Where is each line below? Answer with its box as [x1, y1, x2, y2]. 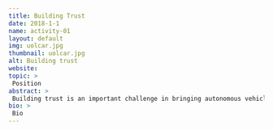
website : [8, 65, 38, 73]
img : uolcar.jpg [8, 42, 63, 50]
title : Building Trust [8, 11, 85, 20]
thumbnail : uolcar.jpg [8, 49, 85, 57]
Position [11, 79, 42, 87]
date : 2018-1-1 [8, 19, 60, 27]
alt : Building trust [8, 57, 79, 65]
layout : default [8, 34, 63, 43]
